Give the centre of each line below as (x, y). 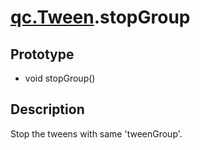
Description (47, 109)
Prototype (42, 54)
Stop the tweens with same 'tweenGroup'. (96, 133)
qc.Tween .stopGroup (100, 17)
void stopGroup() (60, 78)
